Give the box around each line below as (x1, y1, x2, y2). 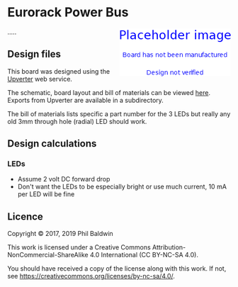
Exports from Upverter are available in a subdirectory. (7, 96, 164, 104)
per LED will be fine (17, 190, 75, 198)
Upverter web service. (7, 74, 73, 83)
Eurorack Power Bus (7, 4, 129, 21)
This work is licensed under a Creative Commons (7, 243, 151, 252)
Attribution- (152, 243, 186, 252)
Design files (7, 48, 62, 60)
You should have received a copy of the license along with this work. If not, (7, 264, 227, 273)
